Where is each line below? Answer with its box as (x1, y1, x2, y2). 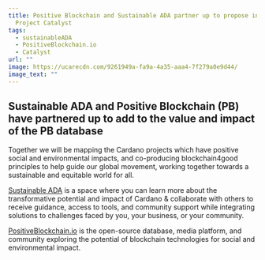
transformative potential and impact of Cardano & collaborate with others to (8, 194, 254, 204)
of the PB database (8, 124, 104, 138)
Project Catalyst (15, 19, 73, 27)
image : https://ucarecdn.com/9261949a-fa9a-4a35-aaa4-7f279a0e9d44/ (8, 63, 238, 71)
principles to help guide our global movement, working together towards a (8, 162, 249, 171)
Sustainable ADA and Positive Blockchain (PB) (8, 100, 240, 113)
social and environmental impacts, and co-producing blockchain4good (8, 153, 238, 163)
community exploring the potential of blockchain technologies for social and (8, 235, 256, 244)
